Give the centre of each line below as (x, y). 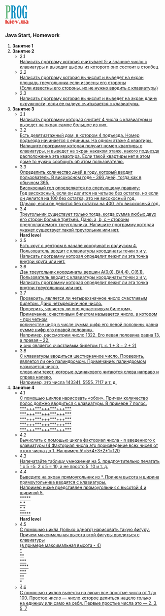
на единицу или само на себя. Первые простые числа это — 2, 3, (88, 603)
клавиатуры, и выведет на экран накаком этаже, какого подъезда (89, 151)
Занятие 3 (23, 109)
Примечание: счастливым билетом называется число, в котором (88, 314)
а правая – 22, (34, 340)
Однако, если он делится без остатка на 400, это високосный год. (90, 204)
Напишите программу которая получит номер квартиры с (81, 146)
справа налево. (36, 377)
